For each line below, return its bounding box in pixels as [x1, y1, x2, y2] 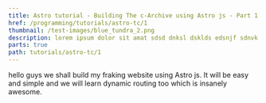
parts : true [8, 41, 48, 49]
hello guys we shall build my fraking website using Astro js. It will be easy [8, 71, 249, 79]
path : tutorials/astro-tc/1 [8, 48, 102, 56]
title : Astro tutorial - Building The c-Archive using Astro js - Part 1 [8, 11, 259, 20]
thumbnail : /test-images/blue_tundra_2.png [8, 26, 155, 34]
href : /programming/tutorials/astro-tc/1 [8, 19, 148, 27]
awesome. [8, 87, 42, 96]
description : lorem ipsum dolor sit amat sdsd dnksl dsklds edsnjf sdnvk [8, 33, 259, 42]
